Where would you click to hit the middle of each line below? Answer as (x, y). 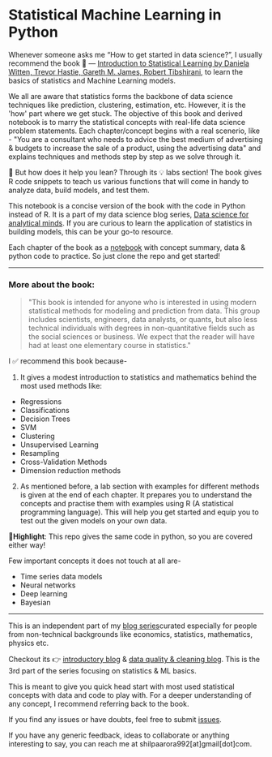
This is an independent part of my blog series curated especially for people (133, 626)
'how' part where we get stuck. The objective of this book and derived (125, 113)
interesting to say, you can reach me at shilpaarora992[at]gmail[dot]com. (130, 744)
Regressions (41, 402)
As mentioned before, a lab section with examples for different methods (140, 486)
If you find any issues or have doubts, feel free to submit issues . (115, 720)
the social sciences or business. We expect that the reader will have (141, 337)
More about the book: (52, 284)
